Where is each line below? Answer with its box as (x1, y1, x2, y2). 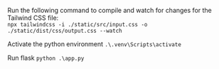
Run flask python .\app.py (7, 53, 85, 62)
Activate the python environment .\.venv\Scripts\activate (7, 40, 181, 48)
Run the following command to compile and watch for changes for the (7, 6, 212, 14)
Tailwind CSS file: (7, 14, 59, 22)
